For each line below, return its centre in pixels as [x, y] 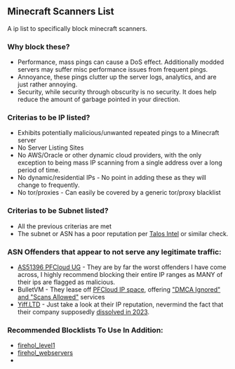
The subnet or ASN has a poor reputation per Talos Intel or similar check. [123, 233]
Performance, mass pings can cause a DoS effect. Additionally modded [121, 62]
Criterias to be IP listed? [49, 117]
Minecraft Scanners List [61, 12]
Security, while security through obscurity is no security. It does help [117, 92]
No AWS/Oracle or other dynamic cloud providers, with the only [109, 155]
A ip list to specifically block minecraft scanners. [77, 28]
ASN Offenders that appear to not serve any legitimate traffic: [115, 252]
